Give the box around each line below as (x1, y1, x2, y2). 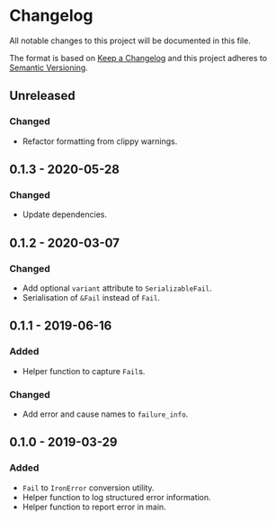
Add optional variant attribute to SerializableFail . (22, 283, 212, 293)
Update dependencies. (22, 209, 108, 220)
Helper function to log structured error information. (22, 491, 211, 502)
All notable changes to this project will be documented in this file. (9, 35, 252, 46)
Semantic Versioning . (9, 62, 88, 73)
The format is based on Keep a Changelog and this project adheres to (9, 52, 268, 63)
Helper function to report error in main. (22, 501, 166, 512)
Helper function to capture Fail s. (22, 365, 146, 376)
